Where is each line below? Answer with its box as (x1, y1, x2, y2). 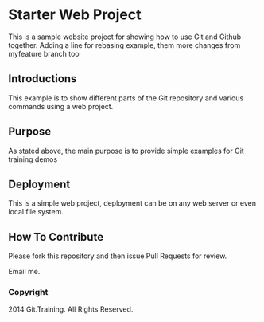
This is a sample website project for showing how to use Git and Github (8, 32, 242, 41)
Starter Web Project (8, 6, 142, 24)
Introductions (8, 72, 77, 85)
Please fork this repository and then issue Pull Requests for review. (8, 251, 227, 261)
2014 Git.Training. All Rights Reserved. (8, 304, 134, 314)
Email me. (8, 267, 41, 277)
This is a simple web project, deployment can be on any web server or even (8, 198, 257, 208)
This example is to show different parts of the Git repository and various (8, 93, 244, 103)
